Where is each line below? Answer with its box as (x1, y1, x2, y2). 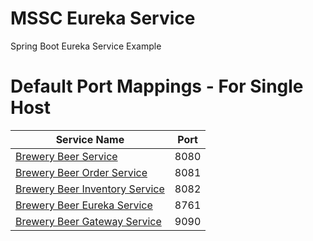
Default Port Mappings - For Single (10, 75, 304, 98)
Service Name (55, 132, 125, 146)
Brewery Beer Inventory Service (15, 182, 165, 196)
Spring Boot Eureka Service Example (10, 40, 162, 52)
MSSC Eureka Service (10, 7, 196, 30)
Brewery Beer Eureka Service (15, 198, 153, 212)
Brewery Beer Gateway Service (15, 214, 162, 228)
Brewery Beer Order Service (15, 165, 148, 179)
